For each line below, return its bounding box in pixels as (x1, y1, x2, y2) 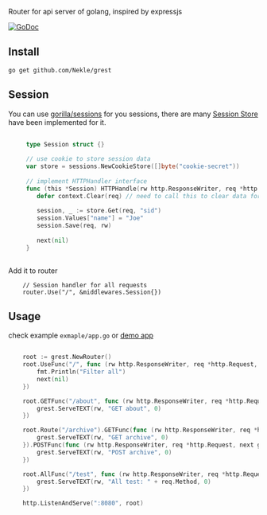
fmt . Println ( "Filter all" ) (37, 368, 126, 376)
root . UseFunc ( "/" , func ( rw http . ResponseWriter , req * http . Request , (22, 361, 258, 369)
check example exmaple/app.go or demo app (8, 330, 153, 341)
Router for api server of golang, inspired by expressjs (8, 7, 183, 16)
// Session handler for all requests (22, 281, 148, 289)
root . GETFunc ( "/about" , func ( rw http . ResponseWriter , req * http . (22, 397, 247, 405)
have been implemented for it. (8, 117, 106, 127)
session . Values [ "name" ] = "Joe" (37, 214, 145, 222)
